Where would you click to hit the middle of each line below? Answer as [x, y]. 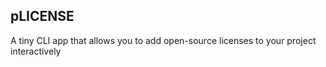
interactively [36, 51]
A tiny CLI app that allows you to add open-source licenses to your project [163, 40]
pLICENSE [42, 16]
